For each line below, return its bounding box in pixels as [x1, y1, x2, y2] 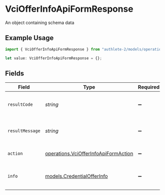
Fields [5, 69, 25, 77]
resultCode [7, 102, 33, 107]
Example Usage [5, 34, 54, 42]
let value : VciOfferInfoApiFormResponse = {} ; [5, 55, 102, 61]
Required [137, 84, 160, 91]
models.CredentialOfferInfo [45, 173, 108, 180]
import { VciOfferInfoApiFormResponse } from [5, 47, 100, 52]
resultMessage [7, 128, 41, 134]
